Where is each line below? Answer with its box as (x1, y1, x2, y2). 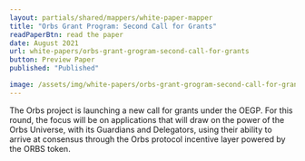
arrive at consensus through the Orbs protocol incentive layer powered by (9, 133, 286, 145)
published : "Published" (9, 64, 100, 73)
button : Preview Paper (9, 55, 95, 64)
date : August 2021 (9, 38, 79, 48)
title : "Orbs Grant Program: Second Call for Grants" (9, 22, 218, 31)
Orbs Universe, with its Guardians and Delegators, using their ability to (9, 124, 272, 135)
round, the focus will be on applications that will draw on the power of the (9, 114, 285, 125)
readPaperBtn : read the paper (9, 30, 124, 39)
